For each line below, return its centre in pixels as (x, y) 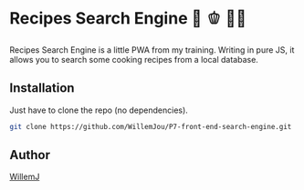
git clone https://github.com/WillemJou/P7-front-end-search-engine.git (151, 126)
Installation (42, 88)
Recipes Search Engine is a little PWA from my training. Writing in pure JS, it (152, 50)
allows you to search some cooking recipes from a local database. (134, 59)
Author (30, 155)
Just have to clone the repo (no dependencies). (99, 110)
